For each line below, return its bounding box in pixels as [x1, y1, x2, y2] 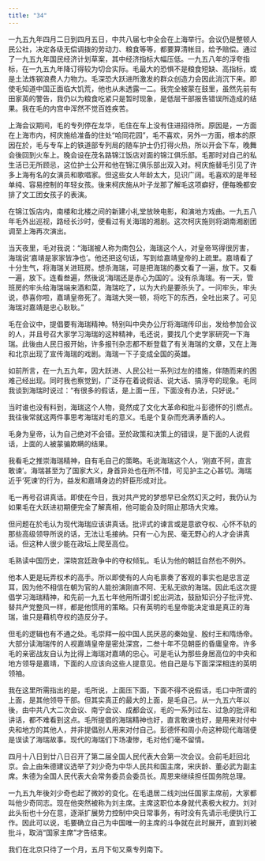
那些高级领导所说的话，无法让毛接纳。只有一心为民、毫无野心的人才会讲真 [8, 529, 250, 538]
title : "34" [8, 11, 47, 20]
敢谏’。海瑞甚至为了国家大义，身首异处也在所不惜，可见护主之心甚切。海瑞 [8, 465, 252, 475]
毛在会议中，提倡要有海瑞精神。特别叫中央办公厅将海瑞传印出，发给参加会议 [8, 319, 257, 328]
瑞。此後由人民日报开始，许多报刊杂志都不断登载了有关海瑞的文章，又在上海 [8, 339, 257, 348]
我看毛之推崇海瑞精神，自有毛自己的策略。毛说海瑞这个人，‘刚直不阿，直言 [8, 456, 252, 465]
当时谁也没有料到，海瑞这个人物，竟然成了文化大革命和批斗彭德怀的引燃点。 [8, 402, 257, 412]
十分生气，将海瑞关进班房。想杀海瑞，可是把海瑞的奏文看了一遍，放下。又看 [8, 263, 257, 272]
